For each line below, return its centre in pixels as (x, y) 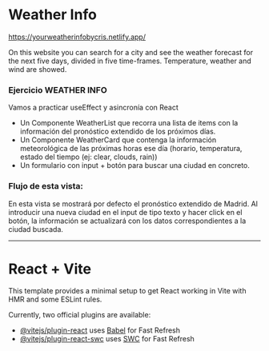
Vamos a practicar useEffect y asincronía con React (93, 108)
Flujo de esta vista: (46, 186)
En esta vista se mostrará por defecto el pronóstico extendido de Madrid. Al (133, 203)
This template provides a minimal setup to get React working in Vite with (127, 291)
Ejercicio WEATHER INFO (58, 90)
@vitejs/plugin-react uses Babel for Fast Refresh (100, 330)
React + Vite (50, 269)
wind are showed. (38, 69)
